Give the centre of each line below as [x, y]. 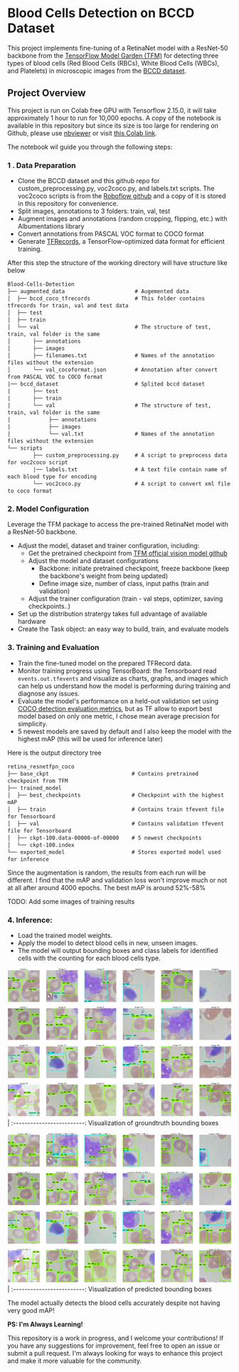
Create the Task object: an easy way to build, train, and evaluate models [123, 629]
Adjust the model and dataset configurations [93, 561]
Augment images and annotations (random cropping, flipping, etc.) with [122, 219]
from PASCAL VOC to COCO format [55, 377]
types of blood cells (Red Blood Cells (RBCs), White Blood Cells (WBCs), [113, 63]
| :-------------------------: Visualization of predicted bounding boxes [110, 1289]
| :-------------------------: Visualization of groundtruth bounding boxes [113, 1123]
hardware [32, 621]
